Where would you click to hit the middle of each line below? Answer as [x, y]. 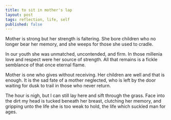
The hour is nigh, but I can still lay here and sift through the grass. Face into [85, 95]
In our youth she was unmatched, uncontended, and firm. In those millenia [84, 54]
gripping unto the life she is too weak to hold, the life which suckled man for [85, 106]
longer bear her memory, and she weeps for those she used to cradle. [79, 44]
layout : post [19, 15]
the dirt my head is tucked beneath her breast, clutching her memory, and [83, 101]
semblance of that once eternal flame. [46, 65]
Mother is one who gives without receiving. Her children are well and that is [85, 75]
